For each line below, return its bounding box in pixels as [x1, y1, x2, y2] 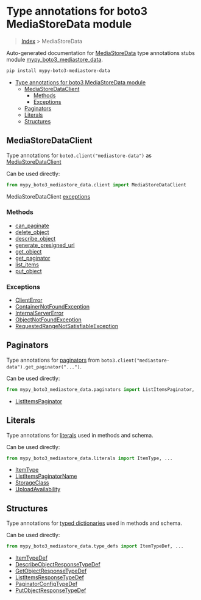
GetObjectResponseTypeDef [15, 567, 87, 575]
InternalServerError [15, 310, 64, 317]
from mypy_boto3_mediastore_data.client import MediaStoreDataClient [6, 181, 187, 188]
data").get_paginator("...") [6, 364, 80, 370]
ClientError [15, 296, 43, 304]
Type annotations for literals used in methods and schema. [6, 431, 153, 439]
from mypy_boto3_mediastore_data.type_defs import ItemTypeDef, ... [6, 543, 184, 549]
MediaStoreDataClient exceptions [6, 192, 91, 200]
